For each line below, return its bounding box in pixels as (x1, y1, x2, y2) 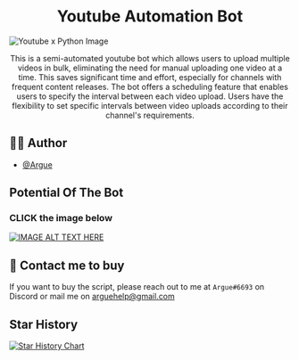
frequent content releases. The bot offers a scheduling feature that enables (12, 81, 288, 92)
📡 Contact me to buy (9, 258, 125, 273)
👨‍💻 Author (9, 135, 68, 151)
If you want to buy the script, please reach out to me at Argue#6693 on (9, 282, 265, 292)
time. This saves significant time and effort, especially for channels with (18, 71, 282, 82)
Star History (9, 316, 79, 331)
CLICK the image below (9, 212, 113, 225)
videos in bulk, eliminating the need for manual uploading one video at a (17, 62, 283, 73)
